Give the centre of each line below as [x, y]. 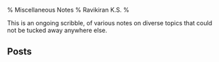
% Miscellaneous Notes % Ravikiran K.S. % [68, 10]
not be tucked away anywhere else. [57, 30]
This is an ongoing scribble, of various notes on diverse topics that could [110, 23]
